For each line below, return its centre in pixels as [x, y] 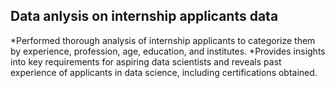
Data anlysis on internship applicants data [144, 16]
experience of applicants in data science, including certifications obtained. [164, 72]
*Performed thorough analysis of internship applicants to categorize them [163, 40]
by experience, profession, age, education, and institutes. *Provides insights [168, 51]
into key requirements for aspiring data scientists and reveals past [146, 61]
